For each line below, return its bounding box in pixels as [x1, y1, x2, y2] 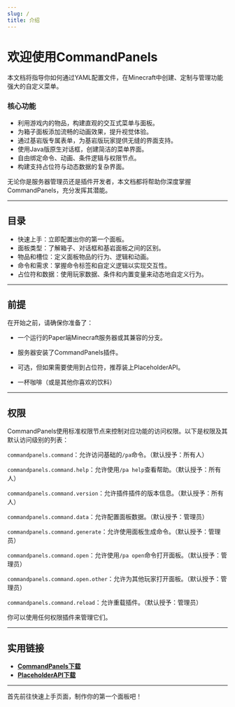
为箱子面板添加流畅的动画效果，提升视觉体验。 [17, 127, 152, 136]
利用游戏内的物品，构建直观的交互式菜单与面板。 [17, 118, 159, 127]
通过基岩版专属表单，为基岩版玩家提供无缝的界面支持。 [17, 136, 177, 144]
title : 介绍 [7, 17, 40, 24]
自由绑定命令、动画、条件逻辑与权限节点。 [17, 153, 141, 162]
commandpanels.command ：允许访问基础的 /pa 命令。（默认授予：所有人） [7, 450, 208, 459]
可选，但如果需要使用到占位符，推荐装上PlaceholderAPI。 [17, 363, 185, 371]
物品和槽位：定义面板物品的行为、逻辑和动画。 [17, 252, 152, 261]
